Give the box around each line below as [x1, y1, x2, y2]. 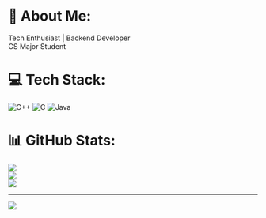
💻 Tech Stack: [8, 71, 106, 89]
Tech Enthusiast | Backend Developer [8, 33, 131, 43]
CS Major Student [8, 41, 66, 51]
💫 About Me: [8, 7, 92, 25]
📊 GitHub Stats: [8, 132, 116, 149]
